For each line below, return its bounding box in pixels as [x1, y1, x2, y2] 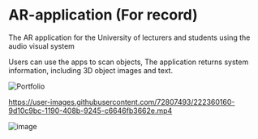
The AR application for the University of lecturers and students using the [8, 33, 251, 42]
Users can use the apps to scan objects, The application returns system [8, 57, 249, 67]
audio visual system [8, 41, 75, 50]
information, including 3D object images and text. [8, 65, 173, 75]
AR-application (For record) [8, 6, 199, 24]
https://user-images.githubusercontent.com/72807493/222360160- [8, 97, 235, 106]
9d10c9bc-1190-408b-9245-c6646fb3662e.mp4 [8, 106, 173, 115]
